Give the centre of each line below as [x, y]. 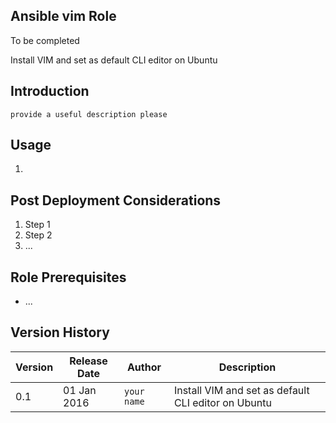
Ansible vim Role [63, 16]
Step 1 [37, 225]
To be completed [45, 40]
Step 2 [38, 235]
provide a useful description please [89, 114]
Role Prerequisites [68, 277]
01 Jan [80, 390]
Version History [60, 332]
